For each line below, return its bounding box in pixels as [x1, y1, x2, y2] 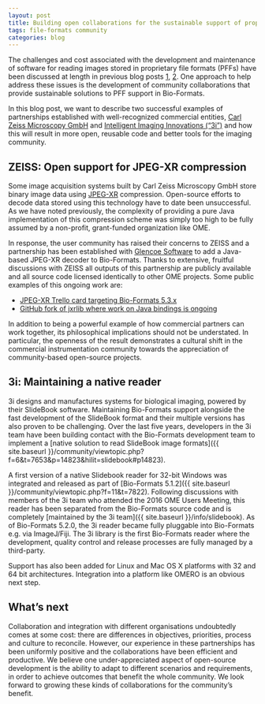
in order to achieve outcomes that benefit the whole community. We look [8, 672, 244, 681]
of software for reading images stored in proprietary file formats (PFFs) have [8, 64, 257, 73]
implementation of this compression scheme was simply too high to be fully [8, 214, 254, 225]
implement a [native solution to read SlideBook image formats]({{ [8, 438, 219, 448]
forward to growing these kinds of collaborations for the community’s [8, 680, 233, 690]
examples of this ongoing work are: [8, 281, 123, 290]
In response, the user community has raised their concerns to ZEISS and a [8, 238, 250, 248]
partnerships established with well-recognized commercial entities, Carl [8, 112, 242, 122]
